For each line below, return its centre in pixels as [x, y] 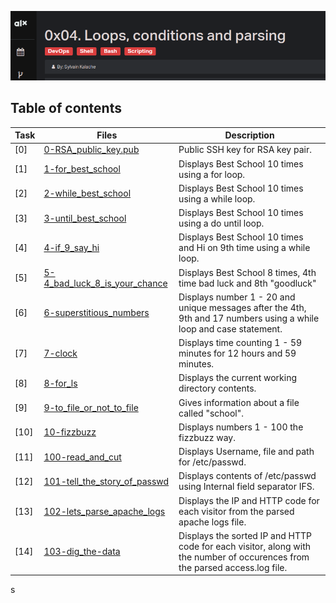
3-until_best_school [85, 218]
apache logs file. [212, 522]
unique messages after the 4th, [242, 307]
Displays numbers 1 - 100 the [241, 427]
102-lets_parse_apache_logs [104, 511]
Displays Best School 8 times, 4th [247, 272]
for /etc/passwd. [212, 462]
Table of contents [66, 108]
